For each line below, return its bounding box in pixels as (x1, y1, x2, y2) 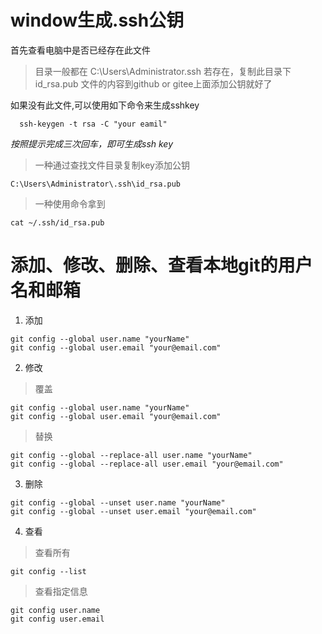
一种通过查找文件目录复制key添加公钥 (34, 159, 190, 171)
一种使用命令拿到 (34, 197, 106, 210)
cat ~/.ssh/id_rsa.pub (10, 217, 105, 228)
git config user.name (10, 605, 101, 615)
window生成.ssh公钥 (10, 9, 185, 32)
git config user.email (10, 614, 105, 624)
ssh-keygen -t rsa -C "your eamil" (19, 119, 168, 129)
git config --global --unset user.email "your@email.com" (10, 506, 257, 516)
